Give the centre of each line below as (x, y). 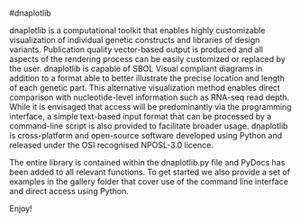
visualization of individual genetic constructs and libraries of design (135, 40)
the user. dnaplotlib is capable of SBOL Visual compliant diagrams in (136, 68)
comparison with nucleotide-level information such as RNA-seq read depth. (150, 97)
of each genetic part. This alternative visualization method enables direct (145, 88)
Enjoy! (21, 209)
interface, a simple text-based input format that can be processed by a (141, 116)
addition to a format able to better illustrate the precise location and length (147, 78)
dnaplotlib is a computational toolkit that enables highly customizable (137, 30)
